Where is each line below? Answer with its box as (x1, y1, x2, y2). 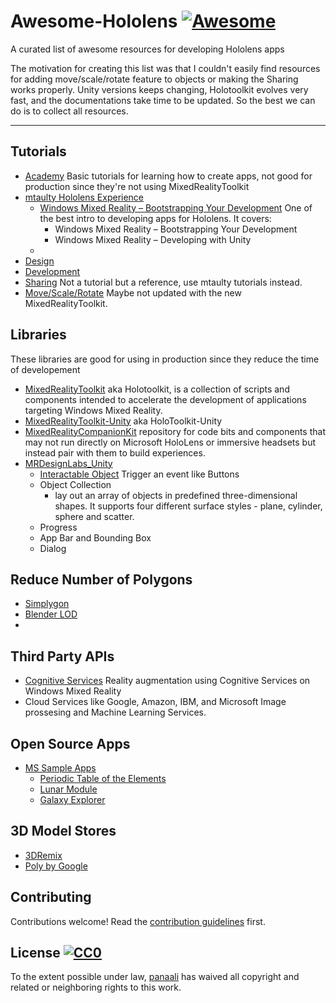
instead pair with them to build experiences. (24, 446, 206, 459)
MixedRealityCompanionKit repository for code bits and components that (24, 425, 326, 437)
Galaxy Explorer (39, 794, 106, 805)
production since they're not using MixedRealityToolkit (24, 180, 250, 192)
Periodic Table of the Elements (39, 773, 167, 784)
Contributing (10, 889, 92, 906)
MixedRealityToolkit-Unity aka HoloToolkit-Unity (24, 415, 223, 427)
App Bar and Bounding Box (39, 531, 152, 544)
